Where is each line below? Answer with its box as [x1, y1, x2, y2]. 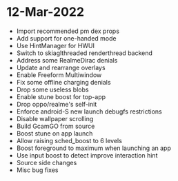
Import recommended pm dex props [16, 27, 120, 35]
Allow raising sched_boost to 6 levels [16, 136, 122, 145]
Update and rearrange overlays [16, 63, 106, 72]
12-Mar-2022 [6, 4, 84, 20]
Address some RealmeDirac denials [16, 56, 118, 64]
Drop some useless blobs [16, 85, 89, 94]
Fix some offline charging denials [16, 78, 111, 86]
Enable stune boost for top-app [16, 92, 106, 100]
